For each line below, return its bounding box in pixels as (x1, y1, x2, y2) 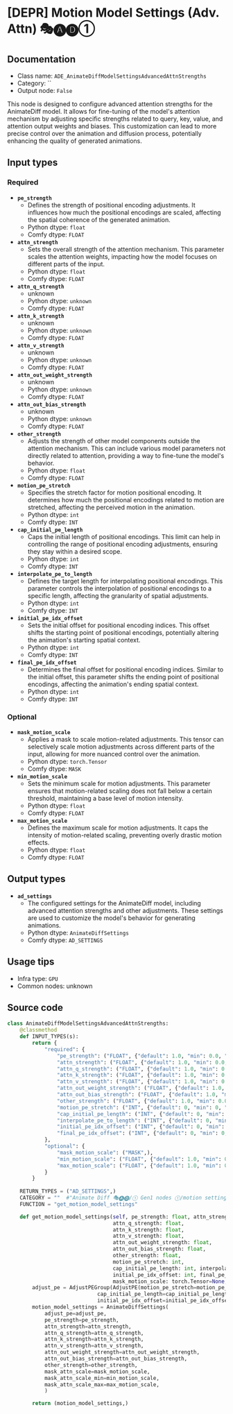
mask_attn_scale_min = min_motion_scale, (44, 1374, 159, 1381)
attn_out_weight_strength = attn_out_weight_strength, (44, 1349, 200, 1356)
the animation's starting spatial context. (27, 636, 141, 644)
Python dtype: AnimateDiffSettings (27, 928, 130, 937)
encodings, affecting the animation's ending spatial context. (27, 680, 199, 688)
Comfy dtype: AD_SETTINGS (27, 935, 103, 944)
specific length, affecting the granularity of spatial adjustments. (27, 591, 209, 599)
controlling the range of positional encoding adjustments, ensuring (27, 540, 218, 548)
